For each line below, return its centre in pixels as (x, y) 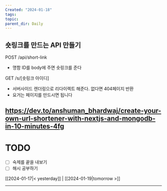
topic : (12, 19)
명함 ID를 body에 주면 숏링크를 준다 (47, 68)
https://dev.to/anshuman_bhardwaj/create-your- (83, 111)
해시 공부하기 (25, 168)
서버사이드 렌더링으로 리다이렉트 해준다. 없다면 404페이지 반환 (73, 89)
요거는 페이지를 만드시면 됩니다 (42, 95)
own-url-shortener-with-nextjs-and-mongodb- (80, 119)
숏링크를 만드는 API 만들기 (43, 45)
